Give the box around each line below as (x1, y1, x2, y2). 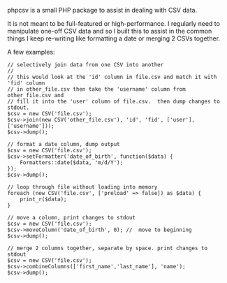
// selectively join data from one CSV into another (7, 61, 164, 68)
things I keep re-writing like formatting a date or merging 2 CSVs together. (7, 34, 221, 43)
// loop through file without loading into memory (7, 184, 158, 191)
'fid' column (7, 80, 45, 87)
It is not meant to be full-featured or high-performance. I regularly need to (7, 20, 220, 27)
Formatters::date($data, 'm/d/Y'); (20, 159, 124, 166)
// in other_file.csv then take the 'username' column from (7, 86, 186, 93)
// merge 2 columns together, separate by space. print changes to (7, 245, 208, 252)
